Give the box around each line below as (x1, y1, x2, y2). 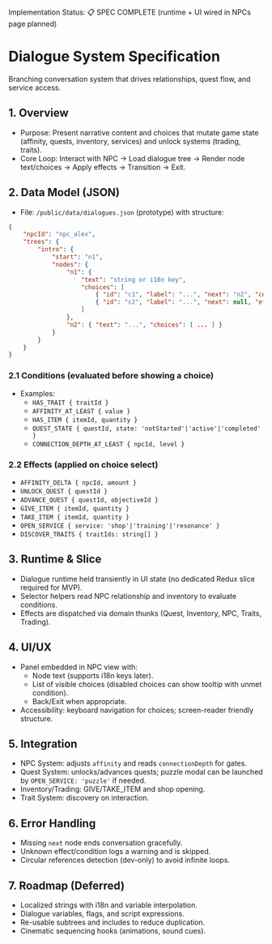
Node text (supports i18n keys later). (32, 670, 154, 680)
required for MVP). (19, 583, 83, 592)
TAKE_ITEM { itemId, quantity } (19, 513, 130, 521)
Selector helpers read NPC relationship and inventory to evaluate (19, 591, 237, 600)
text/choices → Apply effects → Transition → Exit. (19, 162, 186, 172)
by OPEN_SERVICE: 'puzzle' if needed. (19, 775, 147, 785)
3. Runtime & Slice (8, 553, 102, 566)
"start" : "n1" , (51, 253, 104, 262)
